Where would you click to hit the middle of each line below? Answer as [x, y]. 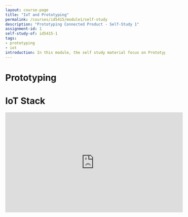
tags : [11, 39]
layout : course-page [27, 10]
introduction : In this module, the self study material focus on [76, 52]
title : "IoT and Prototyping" [37, 15]
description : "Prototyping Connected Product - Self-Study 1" [72, 24]
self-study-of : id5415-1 [31, 34]
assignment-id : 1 [24, 29]
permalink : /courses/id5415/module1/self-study [57, 19]
